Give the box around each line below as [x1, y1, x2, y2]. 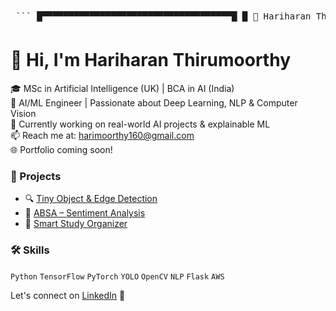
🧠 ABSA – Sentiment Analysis [24, 207, 146, 219]
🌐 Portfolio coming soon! [10, 143, 113, 155]
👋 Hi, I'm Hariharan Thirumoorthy [10, 49, 291, 72]
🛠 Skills [10, 243, 50, 257]
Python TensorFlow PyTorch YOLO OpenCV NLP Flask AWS [10, 271, 225, 282]
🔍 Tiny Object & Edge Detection [24, 193, 158, 205]
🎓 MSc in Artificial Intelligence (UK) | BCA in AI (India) [10, 82, 235, 94]
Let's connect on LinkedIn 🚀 [10, 289, 126, 301]
